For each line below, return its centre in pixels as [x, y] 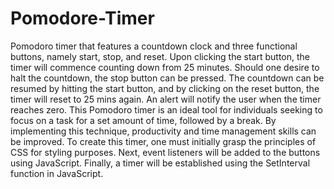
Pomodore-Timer [82, 18]
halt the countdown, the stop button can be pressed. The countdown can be [167, 78]
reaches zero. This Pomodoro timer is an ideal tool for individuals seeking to [166, 109]
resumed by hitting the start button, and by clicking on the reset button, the [165, 88]
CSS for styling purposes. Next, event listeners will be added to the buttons [165, 152]
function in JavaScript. [57, 173]
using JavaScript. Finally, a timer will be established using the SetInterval [160, 163]
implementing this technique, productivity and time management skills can [163, 131]
